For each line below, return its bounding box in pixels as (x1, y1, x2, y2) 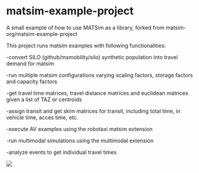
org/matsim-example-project (6, 30, 78, 37)
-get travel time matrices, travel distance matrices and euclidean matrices (6, 89, 189, 96)
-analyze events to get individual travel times (6, 148, 117, 156)
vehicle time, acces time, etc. (6, 114, 79, 121)
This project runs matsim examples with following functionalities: (6, 42, 166, 49)
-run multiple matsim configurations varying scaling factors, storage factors (6, 71, 193, 78)
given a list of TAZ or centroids (6, 96, 82, 103)
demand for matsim (6, 60, 55, 67)
